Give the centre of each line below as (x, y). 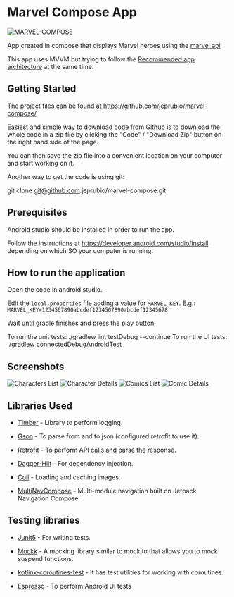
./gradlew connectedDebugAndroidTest (65, 344)
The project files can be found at (54, 106)
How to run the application (66, 272)
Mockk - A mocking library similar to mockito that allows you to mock (117, 551)
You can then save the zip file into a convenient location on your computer (115, 155)
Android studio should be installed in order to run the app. (91, 229)
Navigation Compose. (49, 498)
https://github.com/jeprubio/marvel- (155, 106)
